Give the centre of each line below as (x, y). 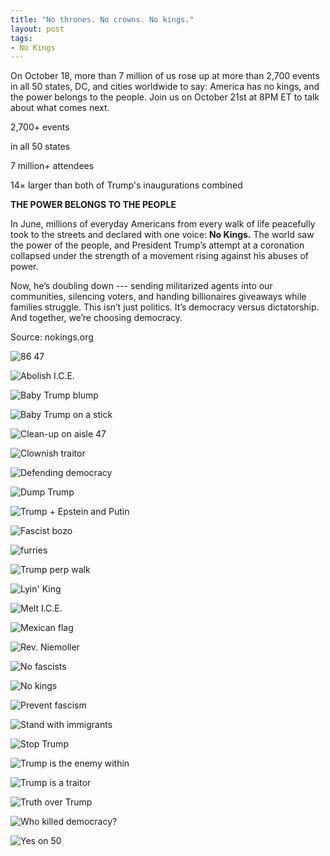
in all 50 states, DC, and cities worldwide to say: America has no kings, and (165, 87)
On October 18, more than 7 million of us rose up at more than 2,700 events (165, 76)
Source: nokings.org (52, 337)
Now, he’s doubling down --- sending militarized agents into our (141, 286)
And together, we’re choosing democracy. (96, 318)
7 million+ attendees (52, 166)
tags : (21, 38)
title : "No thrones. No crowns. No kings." (102, 19)
